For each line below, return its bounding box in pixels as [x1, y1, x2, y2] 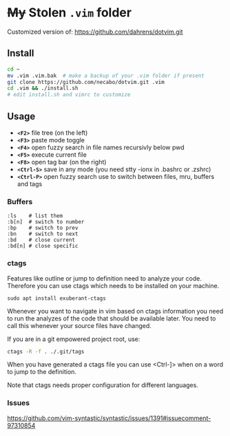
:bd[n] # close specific [7, 243, 79, 250]
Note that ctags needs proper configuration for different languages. [7, 381, 198, 389]
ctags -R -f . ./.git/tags [7, 348, 85, 355]
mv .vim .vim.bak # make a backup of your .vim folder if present [7, 72, 205, 79]
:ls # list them [7, 212, 63, 219]
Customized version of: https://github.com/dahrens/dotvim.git [7, 28, 184, 36]
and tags [17, 179, 43, 188]
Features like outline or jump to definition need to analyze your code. [7, 274, 202, 283]
